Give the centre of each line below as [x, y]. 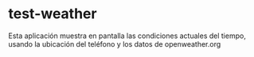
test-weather [53, 14]
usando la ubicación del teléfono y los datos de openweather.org [115, 44]
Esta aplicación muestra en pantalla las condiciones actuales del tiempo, [127, 36]
